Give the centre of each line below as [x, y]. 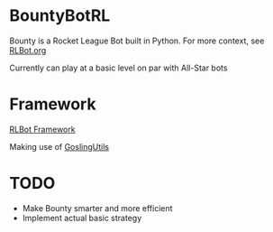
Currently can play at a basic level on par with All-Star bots [118, 68]
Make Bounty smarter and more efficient [97, 208]
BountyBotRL [60, 16]
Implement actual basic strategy [82, 218]
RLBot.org [28, 50]
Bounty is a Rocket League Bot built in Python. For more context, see [137, 41]
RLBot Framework [42, 129]
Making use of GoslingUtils [59, 146]
